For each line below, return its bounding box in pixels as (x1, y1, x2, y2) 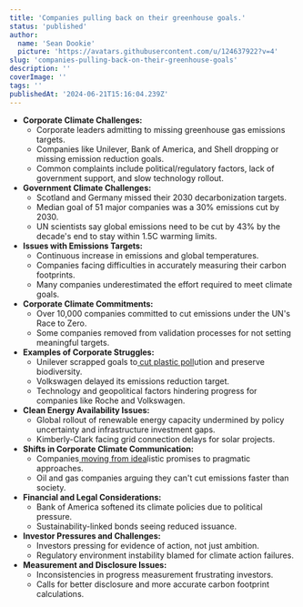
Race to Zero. (35, 318, 87, 329)
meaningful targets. (35, 337, 110, 348)
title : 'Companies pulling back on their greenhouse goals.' (9, 13, 247, 23)
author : (9, 30, 39, 39)
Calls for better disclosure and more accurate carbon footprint (35, 579, 270, 590)
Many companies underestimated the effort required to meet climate (35, 278, 293, 289)
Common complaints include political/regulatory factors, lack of (35, 163, 275, 174)
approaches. (35, 462, 84, 473)
